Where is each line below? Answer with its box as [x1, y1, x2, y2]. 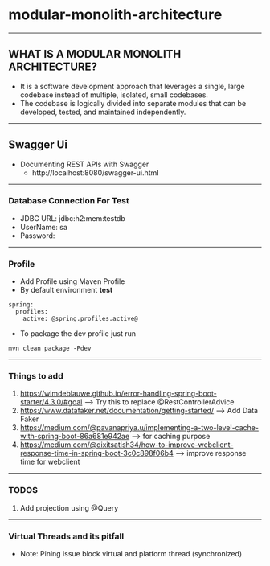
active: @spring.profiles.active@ [22, 315, 138, 323]
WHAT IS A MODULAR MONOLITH [8, 47, 182, 61]
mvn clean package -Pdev [8, 344, 92, 353]
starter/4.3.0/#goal [19, 397, 83, 407]
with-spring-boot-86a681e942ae [19, 432, 130, 441]
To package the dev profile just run [19, 329, 137, 338]
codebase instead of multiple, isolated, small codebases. [19, 90, 209, 100]
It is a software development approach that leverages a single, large [19, 81, 245, 91]
